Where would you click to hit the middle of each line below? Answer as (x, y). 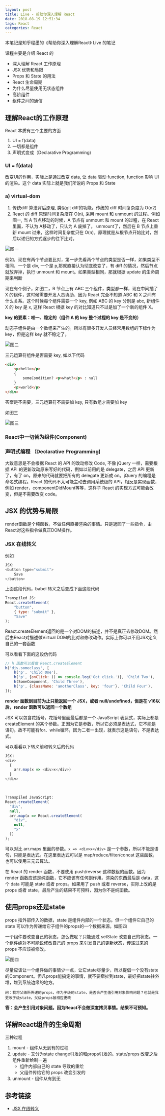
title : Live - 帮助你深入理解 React (40, 14)
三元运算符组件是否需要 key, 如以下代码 (45, 355)
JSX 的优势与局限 (32, 511)
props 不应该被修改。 (27, 949)
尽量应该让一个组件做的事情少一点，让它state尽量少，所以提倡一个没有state (82, 970)
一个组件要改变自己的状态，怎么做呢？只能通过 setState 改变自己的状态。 (79, 936)
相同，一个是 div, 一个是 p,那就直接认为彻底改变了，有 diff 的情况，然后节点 (82, 266)
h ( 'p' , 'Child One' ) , (36, 673)
